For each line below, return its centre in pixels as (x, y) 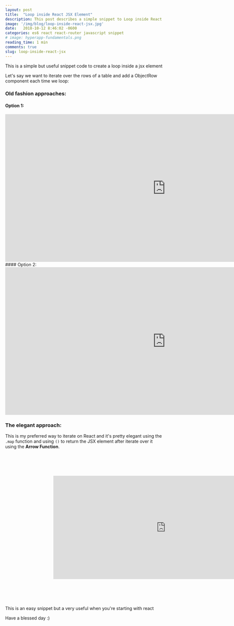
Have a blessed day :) (27, 618)
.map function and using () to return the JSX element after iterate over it (79, 441)
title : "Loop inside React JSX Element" (49, 14)
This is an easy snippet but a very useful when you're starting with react (79, 608)
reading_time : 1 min (27, 42)
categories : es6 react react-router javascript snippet (64, 33)
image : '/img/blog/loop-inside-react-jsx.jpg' (54, 24)
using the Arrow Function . (32, 446)
